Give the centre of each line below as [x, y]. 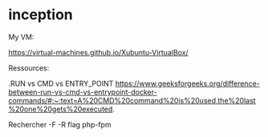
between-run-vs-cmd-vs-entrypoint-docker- [83, 92]
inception [41, 15]
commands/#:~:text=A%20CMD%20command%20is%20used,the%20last [132, 100]
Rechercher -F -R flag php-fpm [60, 124]
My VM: [21, 37]
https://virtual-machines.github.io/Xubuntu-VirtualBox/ [98, 52]
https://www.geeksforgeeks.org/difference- [187, 83]
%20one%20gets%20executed [61, 109]
